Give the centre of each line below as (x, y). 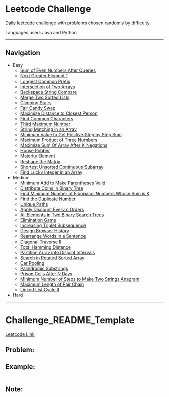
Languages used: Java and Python (41, 32)
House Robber (35, 150)
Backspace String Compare (49, 92)
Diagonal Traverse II (41, 242)
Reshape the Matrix (40, 161)
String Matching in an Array (48, 129)
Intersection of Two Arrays (48, 87)
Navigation (23, 53)
